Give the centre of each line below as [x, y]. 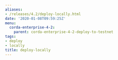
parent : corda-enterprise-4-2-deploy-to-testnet [64, 32]
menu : [10, 23]
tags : [10, 37]
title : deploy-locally [28, 50]
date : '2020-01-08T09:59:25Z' [36, 18]
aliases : [14, 9]
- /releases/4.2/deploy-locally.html [43, 14]
